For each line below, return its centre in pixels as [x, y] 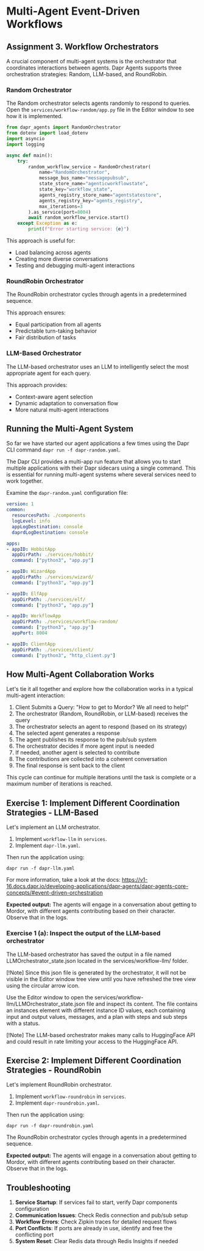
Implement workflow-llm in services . [61, 839]
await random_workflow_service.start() [79, 218]
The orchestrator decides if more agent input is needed [84, 746]
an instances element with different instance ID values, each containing [96, 1010]
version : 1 [20, 504]
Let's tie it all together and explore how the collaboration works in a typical [100, 689]
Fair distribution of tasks [45, 338]
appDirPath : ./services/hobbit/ [53, 555]
